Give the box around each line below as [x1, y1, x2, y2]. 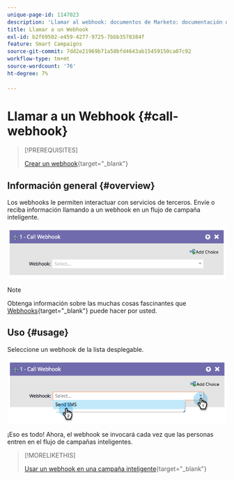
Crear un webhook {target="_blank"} [24, 160, 129, 168]
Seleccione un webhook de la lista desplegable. [7, 345, 144, 353]
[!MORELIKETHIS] [24, 451, 76, 460]
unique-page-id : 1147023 [7, 11, 79, 18]
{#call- [138, 108, 179, 124]
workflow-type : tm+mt [7, 56, 70, 63]
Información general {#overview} [7, 180, 155, 192]
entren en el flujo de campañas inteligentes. [7, 438, 133, 446]
